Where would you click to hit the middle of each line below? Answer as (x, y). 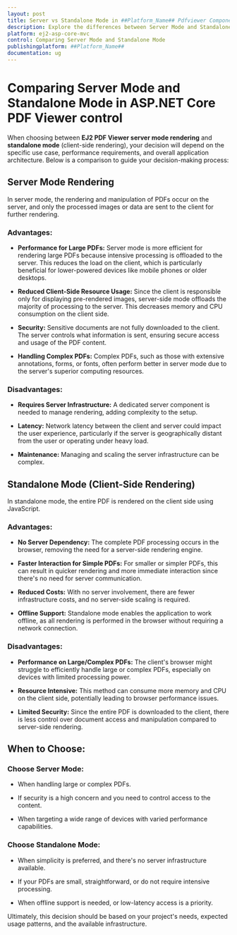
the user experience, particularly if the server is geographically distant (120, 434)
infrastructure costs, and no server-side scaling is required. (104, 599)
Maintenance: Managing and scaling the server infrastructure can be (118, 455)
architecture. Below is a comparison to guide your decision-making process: (118, 160)
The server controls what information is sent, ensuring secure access (119, 335)
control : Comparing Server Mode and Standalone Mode (86, 40)
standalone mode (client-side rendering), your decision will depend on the (116, 145)
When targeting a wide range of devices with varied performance (113, 819)
